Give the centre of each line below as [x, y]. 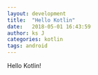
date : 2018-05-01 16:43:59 [49, 26]
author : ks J [26, 33]
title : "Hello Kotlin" [41, 20]
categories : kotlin [35, 40]
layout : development [37, 14]
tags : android [28, 46]
